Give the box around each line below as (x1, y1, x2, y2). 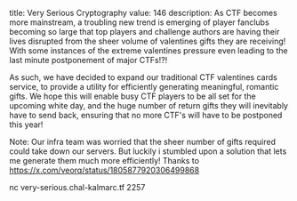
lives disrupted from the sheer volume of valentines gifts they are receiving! (9, 36, 286, 46)
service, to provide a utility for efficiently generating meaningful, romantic (9, 82, 279, 92)
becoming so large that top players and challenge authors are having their (9, 27, 280, 36)
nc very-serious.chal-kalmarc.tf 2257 (9, 182, 146, 192)
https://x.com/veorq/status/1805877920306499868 (9, 165, 200, 175)
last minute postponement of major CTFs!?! (9, 55, 168, 65)
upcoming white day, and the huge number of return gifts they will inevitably (9, 100, 289, 110)
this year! (9, 119, 44, 130)
